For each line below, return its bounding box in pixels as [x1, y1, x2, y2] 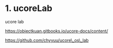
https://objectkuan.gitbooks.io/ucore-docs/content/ [5, 28, 108, 34]
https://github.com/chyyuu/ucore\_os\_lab [5, 37, 89, 43]
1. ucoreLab [5, 3, 52, 14]
